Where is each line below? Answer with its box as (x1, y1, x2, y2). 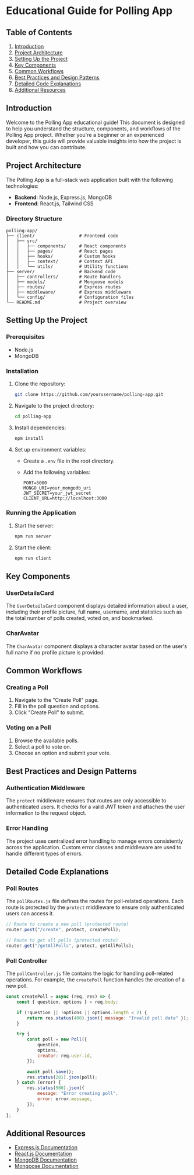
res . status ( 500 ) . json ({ (27, 1085, 84, 1091)
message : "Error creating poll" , (37, 1091, 118, 1097)
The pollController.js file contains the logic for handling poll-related (6, 970, 174, 977)
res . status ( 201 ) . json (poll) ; (27, 1074, 98, 1080)
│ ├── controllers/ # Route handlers (6, 274, 121, 280)
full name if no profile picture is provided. (6, 649, 105, 656)
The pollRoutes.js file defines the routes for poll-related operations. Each (6, 898, 184, 905)
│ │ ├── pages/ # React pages (6, 248, 114, 254)
